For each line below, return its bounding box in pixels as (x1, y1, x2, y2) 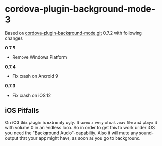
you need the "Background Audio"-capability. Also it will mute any (5, 130, 138, 136)
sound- (139, 130, 154, 136)
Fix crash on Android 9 (12, 73, 58, 79)
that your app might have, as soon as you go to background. (19, 135, 141, 141)
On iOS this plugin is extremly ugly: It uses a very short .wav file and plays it (5, 119, 158, 125)
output (5, 135, 19, 141)
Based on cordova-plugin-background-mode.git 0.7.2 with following (5, 30, 142, 36)
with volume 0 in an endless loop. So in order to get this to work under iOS (5, 124, 155, 130)
